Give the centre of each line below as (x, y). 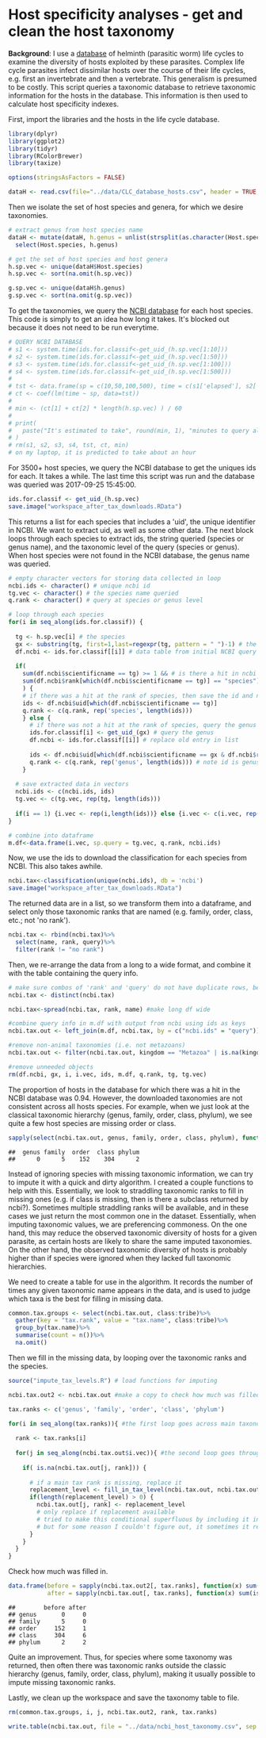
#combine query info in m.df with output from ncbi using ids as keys (127, 1024)
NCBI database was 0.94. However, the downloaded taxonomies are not (125, 1098)
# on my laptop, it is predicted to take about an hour (102, 453)
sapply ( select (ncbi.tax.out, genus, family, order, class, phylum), (123, 1138)
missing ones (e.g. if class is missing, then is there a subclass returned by (129, 1199)
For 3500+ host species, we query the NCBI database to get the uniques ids (132, 468)
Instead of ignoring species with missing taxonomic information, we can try (131, 1173)
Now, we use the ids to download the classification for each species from (128, 858)
